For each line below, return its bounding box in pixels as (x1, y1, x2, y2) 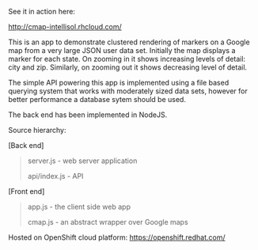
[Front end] (8, 187, 45, 196)
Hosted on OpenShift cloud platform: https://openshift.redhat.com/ (8, 233, 226, 242)
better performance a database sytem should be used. (8, 95, 186, 104)
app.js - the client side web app (27, 202, 131, 211)
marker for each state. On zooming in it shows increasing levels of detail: (8, 55, 246, 63)
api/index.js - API (27, 172, 84, 180)
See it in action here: (8, 7, 75, 16)
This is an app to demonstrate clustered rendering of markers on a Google (8, 37, 251, 47)
